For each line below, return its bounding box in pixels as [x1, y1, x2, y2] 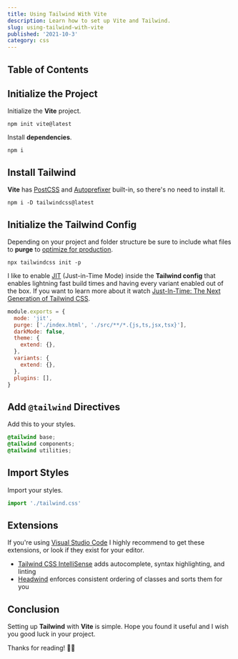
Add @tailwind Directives [7, 401, 120, 413]
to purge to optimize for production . [7, 244, 113, 254]
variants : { [14, 355, 50, 362]
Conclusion [7, 603, 60, 615]
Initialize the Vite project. [7, 106, 81, 115]
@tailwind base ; [7, 434, 56, 441]
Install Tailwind [7, 166, 76, 179]
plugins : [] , [14, 375, 53, 382]
